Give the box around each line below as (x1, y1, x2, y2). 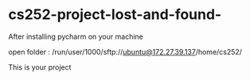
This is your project (8, 62, 72, 72)
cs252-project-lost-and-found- (8, 6, 222, 24)
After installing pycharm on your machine (8, 32, 143, 41)
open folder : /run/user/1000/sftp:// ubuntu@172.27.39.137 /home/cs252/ (8, 47, 243, 56)
